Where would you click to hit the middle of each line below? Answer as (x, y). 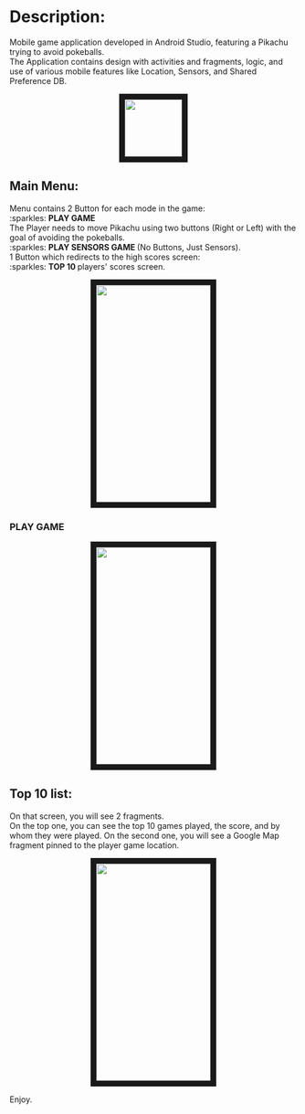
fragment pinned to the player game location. (95, 845)
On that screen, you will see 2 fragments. (87, 816)
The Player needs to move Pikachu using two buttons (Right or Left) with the (153, 228)
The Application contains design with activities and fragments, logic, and (146, 61)
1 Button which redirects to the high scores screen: (105, 257)
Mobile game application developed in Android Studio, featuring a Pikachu (149, 42)
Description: (58, 17)
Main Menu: (44, 186)
